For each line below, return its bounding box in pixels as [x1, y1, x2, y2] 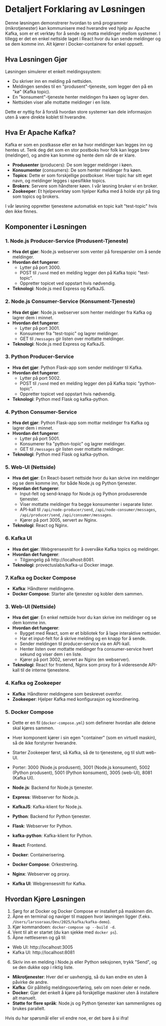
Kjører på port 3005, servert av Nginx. [19, 517, 98, 523]
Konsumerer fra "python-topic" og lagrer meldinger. [19, 441, 126, 447]
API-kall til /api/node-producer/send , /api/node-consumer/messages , [19, 507, 157, 513]
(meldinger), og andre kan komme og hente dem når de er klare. [5, 152, 136, 158]
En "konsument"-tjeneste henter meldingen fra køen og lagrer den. [12, 94, 149, 100]
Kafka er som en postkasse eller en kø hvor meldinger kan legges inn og [5, 141, 153, 147]
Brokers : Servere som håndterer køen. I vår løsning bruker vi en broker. [12, 182, 159, 189]
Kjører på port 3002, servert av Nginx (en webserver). [19, 657, 130, 663]
